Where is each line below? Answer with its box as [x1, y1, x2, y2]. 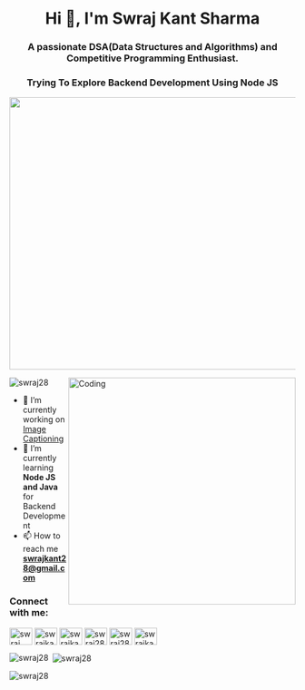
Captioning [22, 433, 64, 444]
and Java [22, 481, 59, 493]
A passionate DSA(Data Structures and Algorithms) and [26, 41, 279, 54]
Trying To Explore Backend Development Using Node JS [26, 76, 279, 89]
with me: [9, 606, 49, 619]
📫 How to [22, 530, 61, 541]
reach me [22, 544, 59, 555]
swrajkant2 [22, 553, 66, 564]
